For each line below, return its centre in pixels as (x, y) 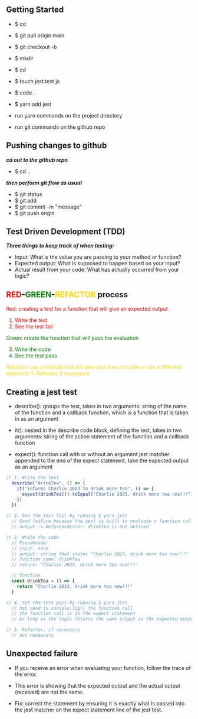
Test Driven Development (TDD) (66, 232)
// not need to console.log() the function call (72, 608)
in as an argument (37, 419)
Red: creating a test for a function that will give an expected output (87, 309)
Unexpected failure (42, 654)
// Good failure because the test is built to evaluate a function (96, 521)
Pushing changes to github (57, 146)
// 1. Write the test (33, 478)
